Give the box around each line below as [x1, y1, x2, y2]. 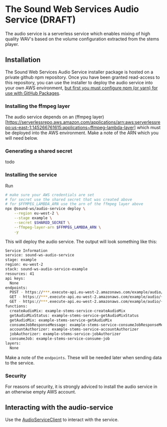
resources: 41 [5, 271, 35, 276]
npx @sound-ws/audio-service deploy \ [5, 206, 85, 212]
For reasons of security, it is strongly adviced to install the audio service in [5, 384, 158, 390]
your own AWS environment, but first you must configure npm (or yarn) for [5, 85, 158, 91]
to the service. [5, 360, 35, 366]
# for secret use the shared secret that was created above [5, 197, 133, 202]
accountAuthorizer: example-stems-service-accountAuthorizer [9, 327, 139, 332]
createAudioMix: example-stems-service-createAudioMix [9, 308, 126, 313]
